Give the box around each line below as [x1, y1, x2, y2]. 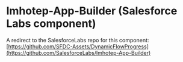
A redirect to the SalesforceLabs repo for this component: [6, 36, 149, 44]
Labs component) [6, 17, 96, 30]
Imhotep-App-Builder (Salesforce [6, 4, 178, 18]
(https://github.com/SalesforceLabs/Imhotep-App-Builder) [6, 49, 151, 56]
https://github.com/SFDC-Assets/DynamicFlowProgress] [8, 43, 149, 50]
